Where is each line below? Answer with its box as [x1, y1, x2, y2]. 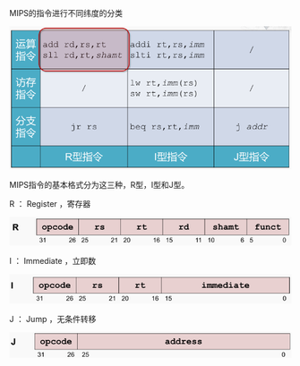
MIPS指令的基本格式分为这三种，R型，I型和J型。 [9, 180, 190, 191]
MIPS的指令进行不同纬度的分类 [9, 8, 124, 18]
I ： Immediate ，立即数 [9, 256, 97, 267]
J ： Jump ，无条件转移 [9, 314, 97, 325]
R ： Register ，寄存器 [9, 199, 91, 209]
